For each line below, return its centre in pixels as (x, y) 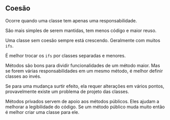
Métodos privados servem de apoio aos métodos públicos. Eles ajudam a (82, 101)
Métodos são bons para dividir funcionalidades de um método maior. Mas (83, 65)
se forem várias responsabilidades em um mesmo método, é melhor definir (84, 71)
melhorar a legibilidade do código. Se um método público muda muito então (85, 107)
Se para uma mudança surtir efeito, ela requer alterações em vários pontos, (85, 86)
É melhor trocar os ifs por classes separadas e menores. (66, 55)
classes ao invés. (23, 76)
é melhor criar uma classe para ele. (42, 112)
